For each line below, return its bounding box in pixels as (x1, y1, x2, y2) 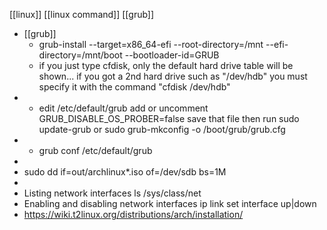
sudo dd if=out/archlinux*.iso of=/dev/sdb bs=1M (23, 166, 227, 178)
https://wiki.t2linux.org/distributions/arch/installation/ (23, 209, 244, 220)
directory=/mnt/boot (38, 49, 123, 61)
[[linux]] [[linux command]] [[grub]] (9, 9, 155, 20)
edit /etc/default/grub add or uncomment (38, 102, 209, 114)
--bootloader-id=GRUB (124, 49, 220, 61)
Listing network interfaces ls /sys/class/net (23, 187, 202, 199)
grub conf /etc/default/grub (38, 145, 153, 156)
